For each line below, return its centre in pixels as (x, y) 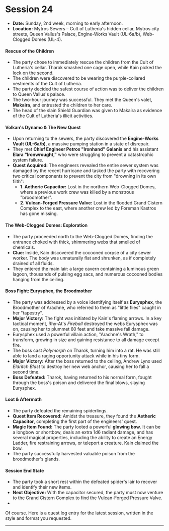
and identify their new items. (42, 487)
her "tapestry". (28, 313)
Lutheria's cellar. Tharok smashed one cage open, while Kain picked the (87, 68)
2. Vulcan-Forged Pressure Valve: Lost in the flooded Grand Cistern (91, 203)
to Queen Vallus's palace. (39, 94)
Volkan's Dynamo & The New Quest (43, 127)
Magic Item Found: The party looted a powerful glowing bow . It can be (87, 427)
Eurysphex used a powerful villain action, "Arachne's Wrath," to (78, 334)
